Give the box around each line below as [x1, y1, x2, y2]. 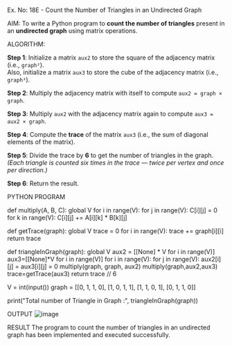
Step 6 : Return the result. [7, 179, 80, 188]
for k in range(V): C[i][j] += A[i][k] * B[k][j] [7, 214, 127, 221]
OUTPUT [7, 310, 33, 318]
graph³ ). [7, 75, 30, 84]
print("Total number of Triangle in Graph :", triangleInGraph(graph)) [7, 297, 199, 304]
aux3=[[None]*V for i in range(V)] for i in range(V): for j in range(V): [7, 255, 199, 263]
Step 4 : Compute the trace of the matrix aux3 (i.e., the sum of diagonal [7, 131, 209, 138]
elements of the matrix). [7, 138, 75, 146]
